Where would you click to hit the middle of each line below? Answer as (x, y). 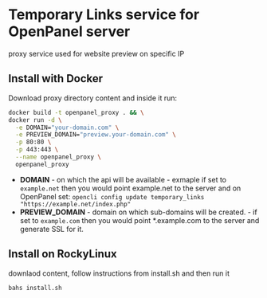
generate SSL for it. (51, 229)
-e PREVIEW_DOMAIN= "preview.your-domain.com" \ (96, 135)
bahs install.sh (35, 288)
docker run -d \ (35, 120)
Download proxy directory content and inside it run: (93, 98)
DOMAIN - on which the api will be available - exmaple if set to (123, 179)
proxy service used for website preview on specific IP (96, 53)
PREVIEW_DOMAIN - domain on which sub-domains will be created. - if (138, 212)
